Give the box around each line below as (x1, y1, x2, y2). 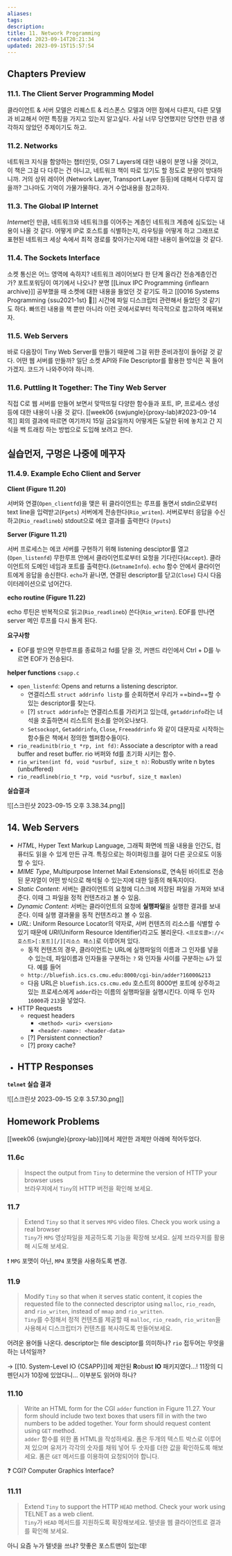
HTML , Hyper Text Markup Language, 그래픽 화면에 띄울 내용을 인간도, (17, 841, 214, 850)
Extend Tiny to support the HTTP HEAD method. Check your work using (24, 1502, 226, 1511)
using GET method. (24, 1427, 77, 1435)
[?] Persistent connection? (27, 1033, 102, 1042)
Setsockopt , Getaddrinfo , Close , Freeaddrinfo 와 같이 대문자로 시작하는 (27, 725, 225, 733)
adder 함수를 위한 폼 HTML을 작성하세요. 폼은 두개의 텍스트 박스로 (24, 1435, 203, 1443)
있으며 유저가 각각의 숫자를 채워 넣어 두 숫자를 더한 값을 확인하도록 (31, 1443, 211, 1452)
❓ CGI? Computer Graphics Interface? (7, 1466, 114, 1475)
